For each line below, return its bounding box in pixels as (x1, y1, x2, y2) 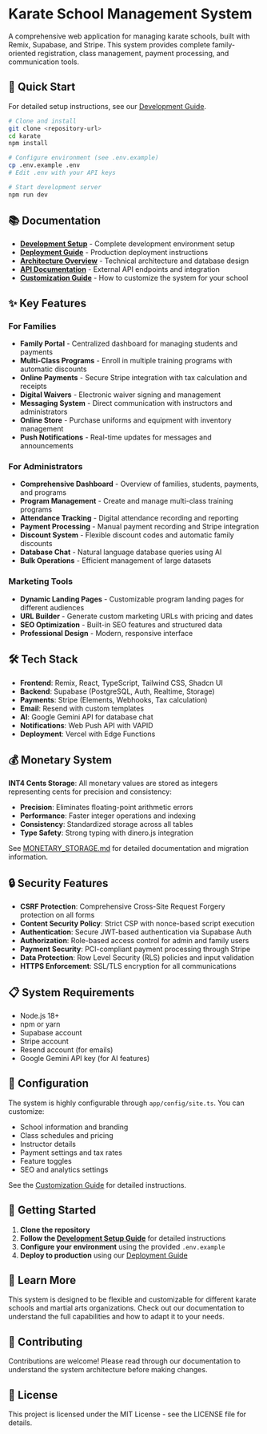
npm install (8, 140, 48, 148)
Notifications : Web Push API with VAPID (19, 720, 153, 730)
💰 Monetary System (8, 753, 112, 767)
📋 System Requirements (8, 986, 134, 999)
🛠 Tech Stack (8, 653, 78, 666)
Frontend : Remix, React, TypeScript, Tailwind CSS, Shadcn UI (19, 678, 224, 687)
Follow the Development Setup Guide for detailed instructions (19, 1233, 226, 1243)
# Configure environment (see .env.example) (8, 154, 159, 162)
